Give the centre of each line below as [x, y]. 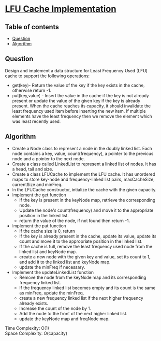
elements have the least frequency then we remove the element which [82, 116]
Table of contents [32, 27]
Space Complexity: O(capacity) [36, 333]
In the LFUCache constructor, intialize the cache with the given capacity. [84, 189]
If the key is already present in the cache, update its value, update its [88, 236]
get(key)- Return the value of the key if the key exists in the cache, [78, 85]
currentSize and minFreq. [37, 184]
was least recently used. [36, 121]
